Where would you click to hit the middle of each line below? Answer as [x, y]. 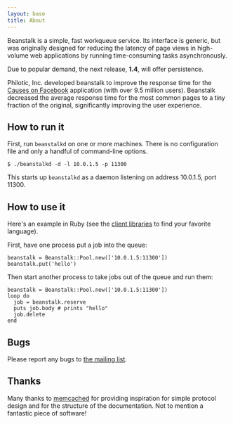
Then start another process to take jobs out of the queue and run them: [110, 277]
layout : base [26, 14]
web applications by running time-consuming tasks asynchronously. [129, 55]
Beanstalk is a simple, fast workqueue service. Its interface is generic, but [114, 40]
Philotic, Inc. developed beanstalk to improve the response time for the [109, 82]
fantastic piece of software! [47, 413]
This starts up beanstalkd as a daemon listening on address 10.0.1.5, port [112, 177]
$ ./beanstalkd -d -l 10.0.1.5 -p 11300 [67, 165]
